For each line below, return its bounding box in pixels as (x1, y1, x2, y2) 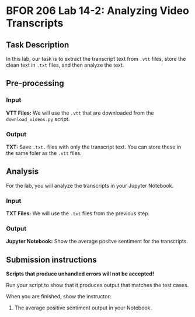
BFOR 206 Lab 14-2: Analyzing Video (6, 4, 190, 18)
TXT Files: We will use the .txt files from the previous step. (6, 210, 150, 217)
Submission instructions (6, 254, 97, 264)
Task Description (6, 40, 69, 50)
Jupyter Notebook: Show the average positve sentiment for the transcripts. (6, 238, 189, 245)
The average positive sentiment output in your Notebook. (14, 304, 152, 311)
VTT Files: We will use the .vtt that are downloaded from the (6, 109, 154, 116)
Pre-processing (6, 78, 64, 88)
